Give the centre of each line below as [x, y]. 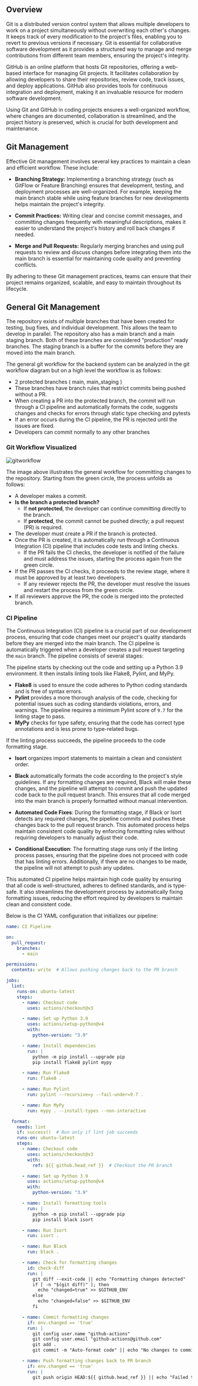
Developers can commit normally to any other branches [82, 432]
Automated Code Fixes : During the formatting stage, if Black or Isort [98, 812]
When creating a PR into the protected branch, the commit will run [95, 401]
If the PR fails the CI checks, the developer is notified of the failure [104, 552]
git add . [44, 1345]
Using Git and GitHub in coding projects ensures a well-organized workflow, [98, 109]
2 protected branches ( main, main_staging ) [68, 382]
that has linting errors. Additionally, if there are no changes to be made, [101, 861]
